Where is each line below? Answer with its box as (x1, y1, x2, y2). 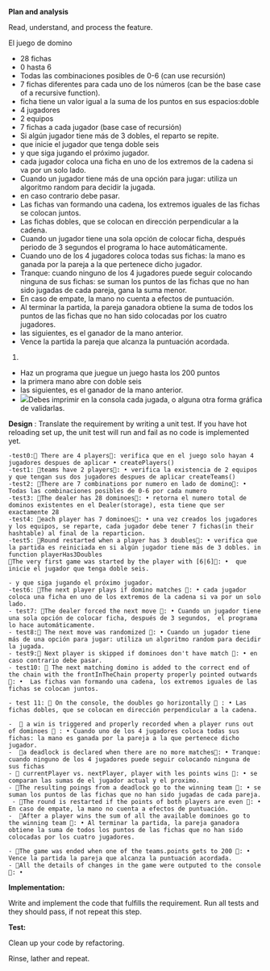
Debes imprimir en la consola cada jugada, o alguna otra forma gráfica (27, 395, 263, 404)
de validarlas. (19, 404, 65, 412)
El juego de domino (8, 38, 73, 48)
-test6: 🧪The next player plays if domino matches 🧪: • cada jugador (8, 586, 247, 594)
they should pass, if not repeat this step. (8, 907, 143, 916)
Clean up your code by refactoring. (8, 938, 125, 948)
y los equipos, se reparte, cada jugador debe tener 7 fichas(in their (8, 522, 254, 530)
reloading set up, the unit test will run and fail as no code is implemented (8, 428, 250, 437)
